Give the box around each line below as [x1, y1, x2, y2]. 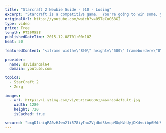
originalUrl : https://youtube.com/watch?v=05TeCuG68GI [5, 16, 121, 21]
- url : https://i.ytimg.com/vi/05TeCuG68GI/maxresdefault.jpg [9, 98, 140, 102]
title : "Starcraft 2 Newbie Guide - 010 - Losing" [5, 7, 112, 12]
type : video [5, 21, 30, 26]
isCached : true [14, 111, 45, 116]
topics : [5, 75, 21, 80]
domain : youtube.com [9, 66, 52, 71]
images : [5, 93, 21, 98]
